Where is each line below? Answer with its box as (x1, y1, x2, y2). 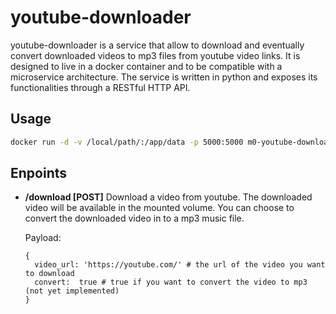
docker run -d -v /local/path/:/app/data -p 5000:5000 (10, 137, 244, 147)
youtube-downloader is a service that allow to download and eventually (10, 39, 305, 51)
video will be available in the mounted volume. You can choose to (24, 202, 295, 214)
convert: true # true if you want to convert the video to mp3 (34, 277, 308, 288)
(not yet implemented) (24, 286, 120, 296)
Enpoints (10, 165, 68, 182)
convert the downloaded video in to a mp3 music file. (24, 212, 245, 225)
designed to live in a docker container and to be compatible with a (10, 60, 283, 72)
